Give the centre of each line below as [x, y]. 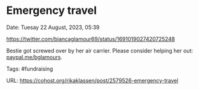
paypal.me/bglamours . [34, 57]
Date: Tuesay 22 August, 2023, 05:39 [53, 27]
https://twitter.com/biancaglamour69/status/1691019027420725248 [91, 39]
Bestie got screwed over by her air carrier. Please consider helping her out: [100, 50]
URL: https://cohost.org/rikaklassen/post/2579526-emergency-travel [92, 80]
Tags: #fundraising [30, 69]
